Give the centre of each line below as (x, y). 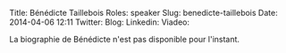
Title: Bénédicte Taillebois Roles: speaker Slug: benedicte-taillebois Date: (144, 13)
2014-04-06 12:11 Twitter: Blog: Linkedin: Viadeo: (100, 22)
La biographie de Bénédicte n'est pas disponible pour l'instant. (124, 39)
